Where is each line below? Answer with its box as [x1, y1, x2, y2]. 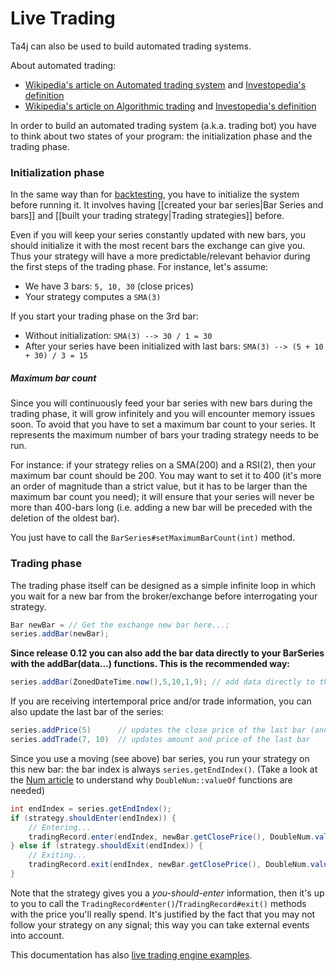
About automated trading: [10, 59, 117, 71]
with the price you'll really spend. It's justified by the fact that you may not [10, 908, 316, 920]
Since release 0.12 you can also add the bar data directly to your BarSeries [10, 647, 325, 659]
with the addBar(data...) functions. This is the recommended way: [10, 658, 291, 670]
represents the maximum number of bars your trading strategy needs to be [10, 429, 319, 441]
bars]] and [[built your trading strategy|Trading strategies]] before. [10, 210, 285, 222]
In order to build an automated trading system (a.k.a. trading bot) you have [10, 119, 317, 131]
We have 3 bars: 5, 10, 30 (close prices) [24, 280, 195, 292]
